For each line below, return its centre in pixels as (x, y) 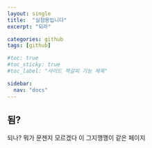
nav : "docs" (31, 90)
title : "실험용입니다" (37, 20)
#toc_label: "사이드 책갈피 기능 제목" (58, 71)
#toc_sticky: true (34, 65)
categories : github (35, 39)
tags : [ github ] (29, 46)
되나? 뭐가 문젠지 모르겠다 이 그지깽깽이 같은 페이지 (76, 138)
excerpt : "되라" (29, 26)
